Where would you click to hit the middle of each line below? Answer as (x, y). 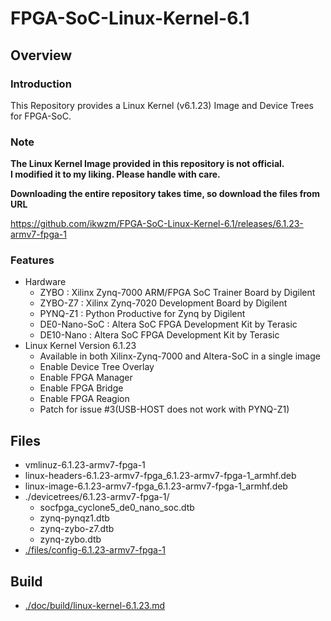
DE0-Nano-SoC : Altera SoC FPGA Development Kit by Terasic (168, 324)
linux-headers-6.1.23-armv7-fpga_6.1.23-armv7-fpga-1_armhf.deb (160, 476)
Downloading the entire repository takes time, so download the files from (165, 194)
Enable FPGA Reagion (84, 399)
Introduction (41, 84)
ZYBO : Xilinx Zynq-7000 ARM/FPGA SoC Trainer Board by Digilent (177, 293)
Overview (41, 55)
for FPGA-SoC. (41, 116)
